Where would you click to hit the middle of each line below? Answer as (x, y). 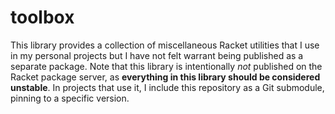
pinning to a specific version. (70, 98)
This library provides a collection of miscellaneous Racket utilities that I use (165, 45)
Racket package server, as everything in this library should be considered (165, 77)
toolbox (42, 17)
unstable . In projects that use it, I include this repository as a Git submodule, (167, 87)
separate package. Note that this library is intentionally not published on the (166, 66)
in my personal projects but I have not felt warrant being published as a (157, 55)
